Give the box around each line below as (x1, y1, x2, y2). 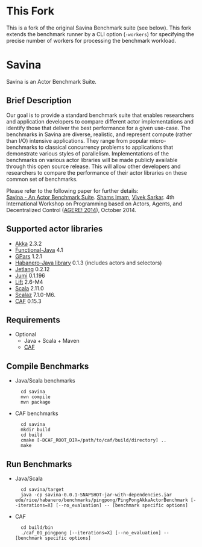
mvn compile (21, 394, 51, 400)
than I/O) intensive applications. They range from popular (6, 137, 149, 144)
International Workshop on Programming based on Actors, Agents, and (6, 200, 183, 207)
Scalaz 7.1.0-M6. (14, 291, 56, 298)
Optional (14, 331, 36, 338)
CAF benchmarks (14, 410, 58, 417)
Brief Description (6, 95, 72, 106)
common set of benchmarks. (6, 175, 78, 183)
